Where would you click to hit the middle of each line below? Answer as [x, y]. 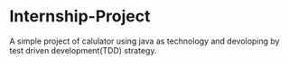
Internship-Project [80, 16]
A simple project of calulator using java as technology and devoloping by [144, 41]
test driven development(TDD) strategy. [83, 50]
